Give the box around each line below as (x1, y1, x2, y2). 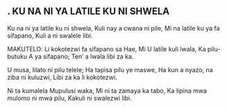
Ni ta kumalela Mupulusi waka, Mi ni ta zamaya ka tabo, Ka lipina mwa (7, 86, 207, 94)
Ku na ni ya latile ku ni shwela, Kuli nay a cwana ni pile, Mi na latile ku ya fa (7, 24, 220, 32)
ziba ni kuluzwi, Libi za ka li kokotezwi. (7, 73, 117, 81)
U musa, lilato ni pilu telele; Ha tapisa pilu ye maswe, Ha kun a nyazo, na (7, 65, 213, 74)
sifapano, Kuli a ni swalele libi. (7, 31, 93, 40)
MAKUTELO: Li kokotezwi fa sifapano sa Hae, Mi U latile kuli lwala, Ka (7, 44, 206, 53)
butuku (7, 52, 28, 60)
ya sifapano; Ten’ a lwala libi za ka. (34, 52, 134, 60)
